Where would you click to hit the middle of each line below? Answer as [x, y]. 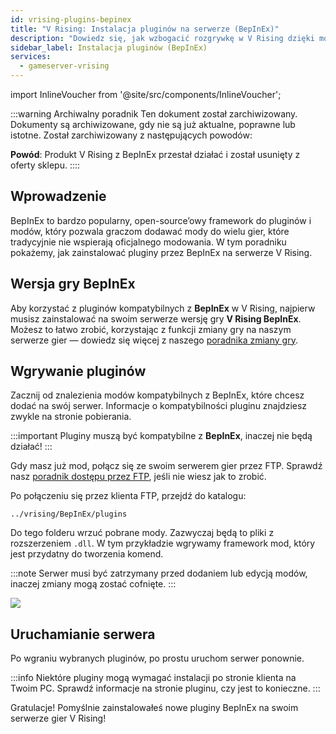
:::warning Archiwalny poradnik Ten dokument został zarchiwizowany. [154, 114]
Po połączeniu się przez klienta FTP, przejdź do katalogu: [128, 496]
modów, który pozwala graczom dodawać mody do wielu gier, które [150, 231]
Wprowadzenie [58, 196]
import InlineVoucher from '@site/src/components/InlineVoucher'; [146, 94]
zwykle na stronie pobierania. [71, 417]
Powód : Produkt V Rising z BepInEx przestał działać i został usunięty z [155, 154]
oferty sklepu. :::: [45, 165]
